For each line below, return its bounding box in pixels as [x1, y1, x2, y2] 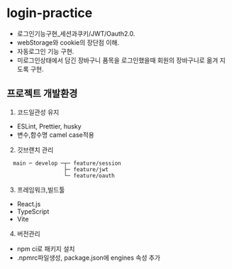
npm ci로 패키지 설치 [16, 244, 75, 253]
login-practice [6, 5, 93, 21]
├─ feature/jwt [63, 165, 109, 173]
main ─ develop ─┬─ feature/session [13, 160, 121, 167]
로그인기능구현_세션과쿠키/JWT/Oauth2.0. [16, 29, 136, 38]
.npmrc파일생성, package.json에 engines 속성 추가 [16, 253, 161, 262]
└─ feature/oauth [63, 172, 115, 179]
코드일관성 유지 [16, 108, 60, 116]
